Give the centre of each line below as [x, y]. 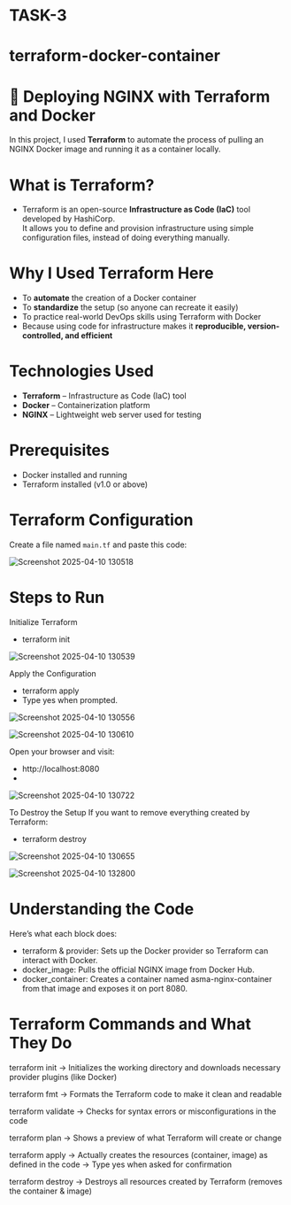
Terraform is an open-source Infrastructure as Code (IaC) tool [136, 210]
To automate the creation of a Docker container [109, 298]
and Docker [52, 115]
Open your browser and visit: [62, 751]
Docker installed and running [75, 475]
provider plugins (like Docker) [63, 1077]
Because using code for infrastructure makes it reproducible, [134, 326]
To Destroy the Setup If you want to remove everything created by [130, 812]
